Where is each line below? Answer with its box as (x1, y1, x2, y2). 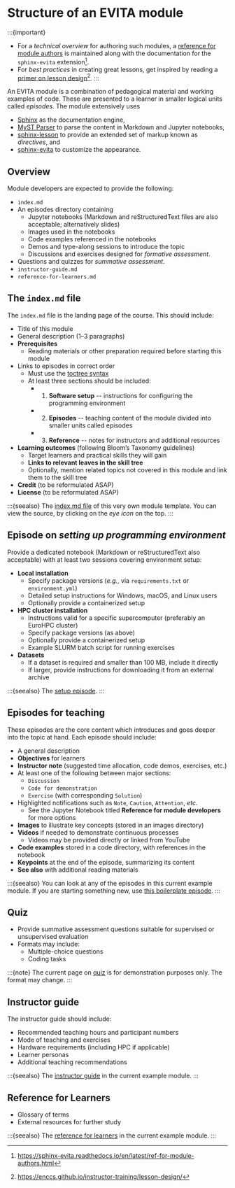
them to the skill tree (27, 473, 87, 481)
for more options (27, 813, 76, 821)
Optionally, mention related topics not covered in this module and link (27, 465, 227, 474)
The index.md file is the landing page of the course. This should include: (7, 311, 215, 319)
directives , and (17, 138, 61, 146)
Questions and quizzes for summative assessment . (17, 257, 166, 266)
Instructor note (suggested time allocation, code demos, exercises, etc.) (17, 761, 227, 770)
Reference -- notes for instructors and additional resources (48, 436, 220, 444)
